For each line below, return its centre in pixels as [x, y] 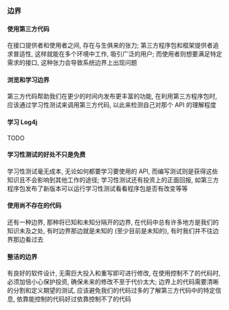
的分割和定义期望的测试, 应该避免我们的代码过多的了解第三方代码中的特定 [111, 291]
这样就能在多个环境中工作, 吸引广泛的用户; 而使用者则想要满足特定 [128, 54]
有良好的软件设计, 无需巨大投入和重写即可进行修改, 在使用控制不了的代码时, [114, 273]
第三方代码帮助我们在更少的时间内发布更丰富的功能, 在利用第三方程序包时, [112, 96]
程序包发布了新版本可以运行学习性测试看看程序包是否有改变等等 [97, 188]
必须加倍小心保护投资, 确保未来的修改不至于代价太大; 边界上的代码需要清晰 [113, 282]
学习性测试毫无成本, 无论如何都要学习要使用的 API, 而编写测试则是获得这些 [113, 171]
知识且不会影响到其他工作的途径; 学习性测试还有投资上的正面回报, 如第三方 [113, 180]
